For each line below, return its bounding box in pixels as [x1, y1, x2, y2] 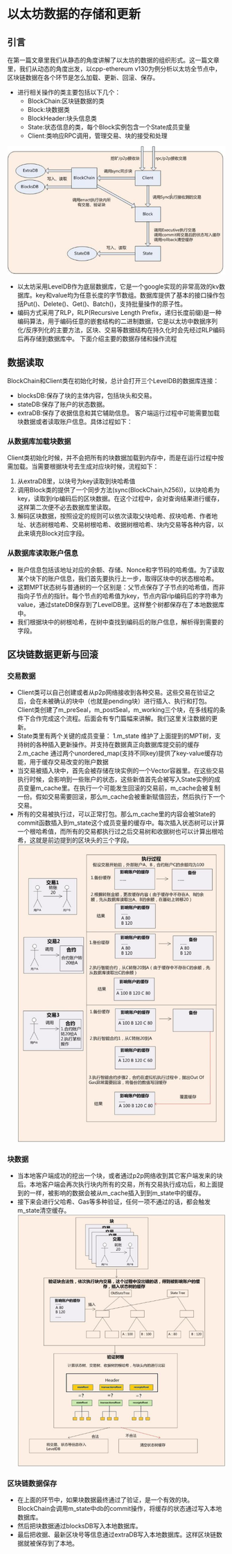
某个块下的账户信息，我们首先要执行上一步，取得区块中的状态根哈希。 [17, 574, 218, 583]
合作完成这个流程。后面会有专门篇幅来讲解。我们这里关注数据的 [29, 714, 212, 723]
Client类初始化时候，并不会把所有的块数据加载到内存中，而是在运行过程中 [7, 453, 218, 462]
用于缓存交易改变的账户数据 [29, 758, 109, 766]
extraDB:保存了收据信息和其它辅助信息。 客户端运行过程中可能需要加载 [17, 408, 220, 417]
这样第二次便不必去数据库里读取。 [17, 503, 115, 512]
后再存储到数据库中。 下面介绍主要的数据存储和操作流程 [17, 334, 177, 343]
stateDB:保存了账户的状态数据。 [17, 400, 109, 408]
